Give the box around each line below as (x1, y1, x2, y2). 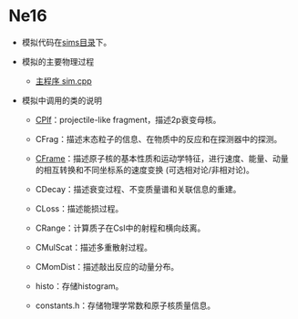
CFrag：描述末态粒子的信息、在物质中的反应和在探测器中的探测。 (35, 133, 283, 144)
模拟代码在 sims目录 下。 (21, 36, 112, 47)
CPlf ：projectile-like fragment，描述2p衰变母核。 (35, 114, 221, 125)
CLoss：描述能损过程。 (35, 202, 124, 214)
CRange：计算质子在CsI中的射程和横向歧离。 (35, 222, 206, 233)
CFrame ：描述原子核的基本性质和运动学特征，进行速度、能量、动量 (35, 152, 289, 164)
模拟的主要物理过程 (21, 56, 95, 67)
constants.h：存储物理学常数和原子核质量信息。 (35, 300, 216, 311)
